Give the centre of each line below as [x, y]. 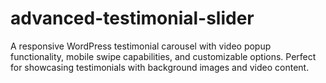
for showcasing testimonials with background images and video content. [160, 67]
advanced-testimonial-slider [132, 18]
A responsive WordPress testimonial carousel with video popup [141, 46]
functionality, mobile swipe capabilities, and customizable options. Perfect [163, 56]
